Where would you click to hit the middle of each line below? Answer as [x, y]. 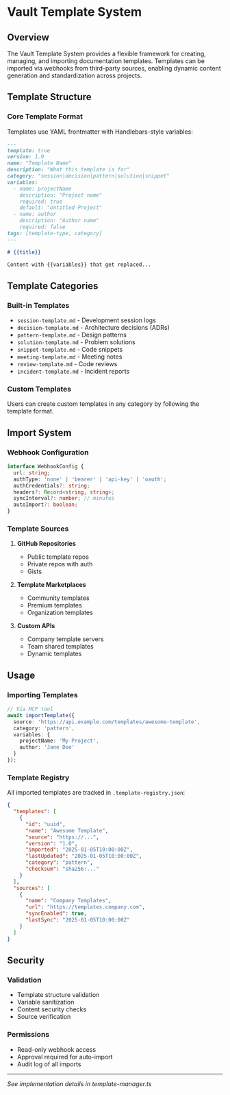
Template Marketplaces [52, 585]
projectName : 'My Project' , [59, 741]
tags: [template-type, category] [55, 233]
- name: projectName [42, 189]
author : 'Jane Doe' [47, 747]
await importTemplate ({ [41, 715]
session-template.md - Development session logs [86, 320]
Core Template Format [45, 117]
